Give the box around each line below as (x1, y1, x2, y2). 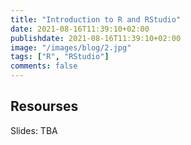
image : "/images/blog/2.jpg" (10, 42, 132, 53)
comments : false (10, 61, 78, 71)
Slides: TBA (10, 124, 58, 136)
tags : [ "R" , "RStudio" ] (10, 52, 110, 62)
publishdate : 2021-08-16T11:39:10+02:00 (10, 33, 182, 43)
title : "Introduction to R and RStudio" (10, 14, 182, 25)
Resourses (10, 98, 79, 115)
